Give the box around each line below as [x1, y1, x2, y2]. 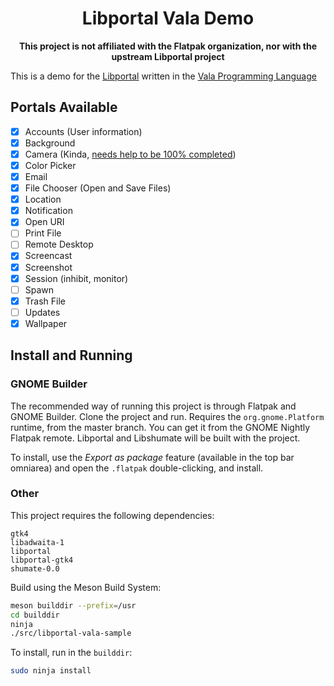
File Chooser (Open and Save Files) [24, 182, 172, 194]
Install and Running [10, 347, 133, 364]
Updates [24, 306, 61, 318]
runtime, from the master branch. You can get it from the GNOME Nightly [10, 421, 311, 433]
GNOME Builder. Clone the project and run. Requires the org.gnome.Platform [10, 410, 325, 422]
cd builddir [10, 610, 60, 620]
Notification [24, 205, 73, 217]
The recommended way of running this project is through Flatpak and [10, 400, 297, 412]
